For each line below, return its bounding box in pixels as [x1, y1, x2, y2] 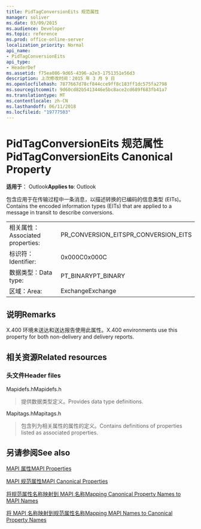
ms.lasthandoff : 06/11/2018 [6, 103, 77, 110]
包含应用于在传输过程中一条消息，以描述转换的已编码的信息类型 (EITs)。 [6, 196, 184, 203]
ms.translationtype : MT [6, 92, 66, 98]
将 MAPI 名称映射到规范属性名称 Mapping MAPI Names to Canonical [6, 509, 173, 516]
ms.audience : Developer [6, 25, 66, 32]
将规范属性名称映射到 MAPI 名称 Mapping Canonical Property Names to [6, 490, 181, 497]
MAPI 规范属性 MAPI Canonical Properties [6, 477, 108, 485]
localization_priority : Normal [6, 43, 84, 49]
